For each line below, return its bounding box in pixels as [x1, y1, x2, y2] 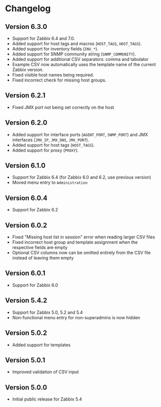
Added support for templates [12, 342, 71, 348]
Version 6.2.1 [5, 91, 46, 100]
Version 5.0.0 [5, 383, 47, 391]
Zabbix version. [12, 67, 44, 73]
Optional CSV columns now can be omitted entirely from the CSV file [12, 250, 151, 255]
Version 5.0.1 [5, 356, 46, 364]
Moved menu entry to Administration [12, 179, 88, 185]
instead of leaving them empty [12, 255, 74, 261]
